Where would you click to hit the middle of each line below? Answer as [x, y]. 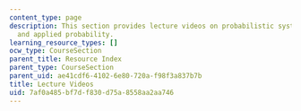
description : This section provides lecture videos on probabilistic [142, 26]
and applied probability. [66, 34]
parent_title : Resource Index [66, 59]
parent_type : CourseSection [62, 68]
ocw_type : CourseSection [56, 51]
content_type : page [46, 17]
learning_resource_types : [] [64, 43]
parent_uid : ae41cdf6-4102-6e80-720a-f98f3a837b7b [106, 76]
